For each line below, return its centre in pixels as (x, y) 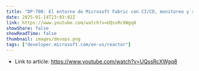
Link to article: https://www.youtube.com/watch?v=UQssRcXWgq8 (96, 61)
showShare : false (28, 28)
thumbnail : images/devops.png (44, 39)
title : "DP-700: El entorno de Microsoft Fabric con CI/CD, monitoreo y (98, 12)
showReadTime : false (32, 34)
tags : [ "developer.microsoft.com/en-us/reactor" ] (69, 45)
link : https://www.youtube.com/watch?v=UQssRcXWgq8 (71, 22)
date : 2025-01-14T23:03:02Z (41, 17)
